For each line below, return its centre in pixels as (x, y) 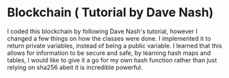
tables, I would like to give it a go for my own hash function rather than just (112, 60)
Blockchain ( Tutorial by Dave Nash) (110, 13)
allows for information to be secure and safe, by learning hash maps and (109, 53)
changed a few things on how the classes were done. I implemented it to (109, 38)
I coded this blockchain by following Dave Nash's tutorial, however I (103, 31)
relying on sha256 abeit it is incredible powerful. (75, 67)
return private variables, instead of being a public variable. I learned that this (114, 45)
